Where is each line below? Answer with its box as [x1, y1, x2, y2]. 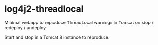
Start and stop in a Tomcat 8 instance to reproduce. [4, 34, 110, 40]
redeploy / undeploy [4, 24, 46, 30]
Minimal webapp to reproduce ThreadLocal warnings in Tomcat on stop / [4, 20, 154, 25]
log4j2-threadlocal [4, 3, 84, 15]
